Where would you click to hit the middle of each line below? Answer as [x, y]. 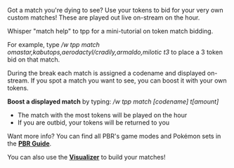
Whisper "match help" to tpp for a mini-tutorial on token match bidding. [110, 31]
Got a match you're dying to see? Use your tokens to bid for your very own [115, 10]
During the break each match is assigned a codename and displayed [106, 73]
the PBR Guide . [30, 143]
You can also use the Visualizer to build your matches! [87, 157]
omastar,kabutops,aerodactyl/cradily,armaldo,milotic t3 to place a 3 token [115, 52]
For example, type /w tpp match [54, 44]
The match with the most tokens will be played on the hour [102, 115]
